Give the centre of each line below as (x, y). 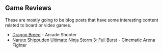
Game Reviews (28, 8)
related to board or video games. (38, 25)
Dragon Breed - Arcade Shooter (44, 34)
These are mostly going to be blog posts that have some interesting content (82, 20)
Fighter (19, 45)
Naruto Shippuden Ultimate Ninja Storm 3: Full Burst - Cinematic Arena (84, 40)
